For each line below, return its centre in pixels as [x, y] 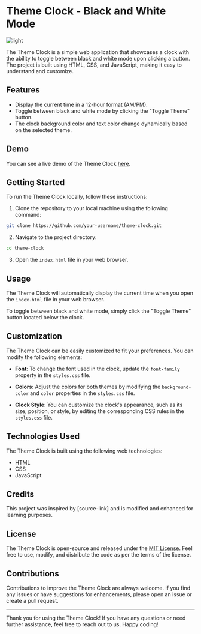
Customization [34, 337]
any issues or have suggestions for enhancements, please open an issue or [99, 594]
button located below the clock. [45, 317]
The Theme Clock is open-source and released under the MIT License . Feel [99, 548]
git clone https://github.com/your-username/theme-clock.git [84, 226]
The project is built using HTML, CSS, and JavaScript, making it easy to [94, 65]
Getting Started [36, 182]
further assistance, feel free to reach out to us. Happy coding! [82, 624]
